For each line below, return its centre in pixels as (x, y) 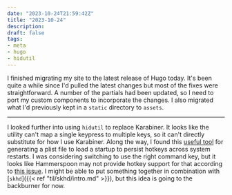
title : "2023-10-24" (37, 20)
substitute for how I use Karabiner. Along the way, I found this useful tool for (115, 141)
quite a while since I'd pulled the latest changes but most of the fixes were (113, 85)
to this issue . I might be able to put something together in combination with (114, 171)
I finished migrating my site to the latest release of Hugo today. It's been (109, 78)
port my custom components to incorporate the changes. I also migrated (110, 100)
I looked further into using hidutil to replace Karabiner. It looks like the (108, 127)
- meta (17, 45)
